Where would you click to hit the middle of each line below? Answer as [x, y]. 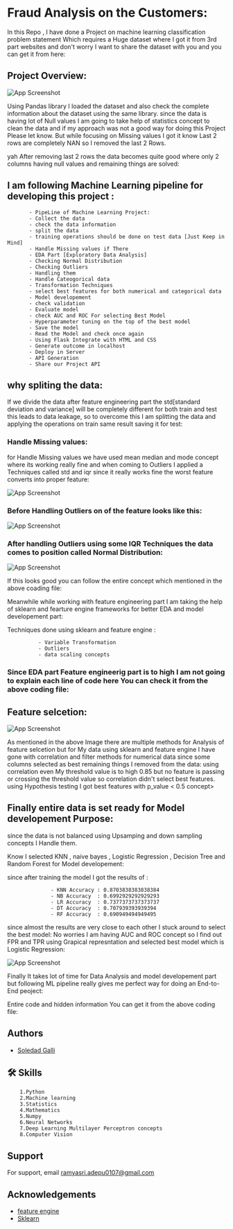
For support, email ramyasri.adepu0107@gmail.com [81, 1173]
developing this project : [61, 197]
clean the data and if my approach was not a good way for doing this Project [116, 128]
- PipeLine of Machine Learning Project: [89, 212]
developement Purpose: [60, 819]
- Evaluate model [54, 309]
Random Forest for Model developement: [66, 863]
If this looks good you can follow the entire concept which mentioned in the [115, 581]
